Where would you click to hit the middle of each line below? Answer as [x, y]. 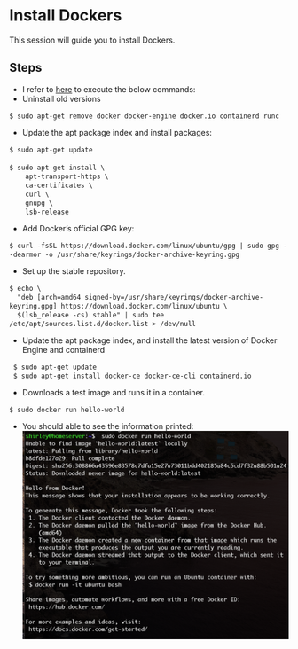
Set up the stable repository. [74, 270]
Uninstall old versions [61, 98]
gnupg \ [39, 203]
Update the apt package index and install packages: [117, 132]
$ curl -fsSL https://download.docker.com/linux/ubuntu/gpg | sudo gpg [144, 246]
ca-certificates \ [59, 185]
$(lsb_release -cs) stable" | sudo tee [91, 315]
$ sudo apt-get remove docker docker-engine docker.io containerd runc [144, 116]
